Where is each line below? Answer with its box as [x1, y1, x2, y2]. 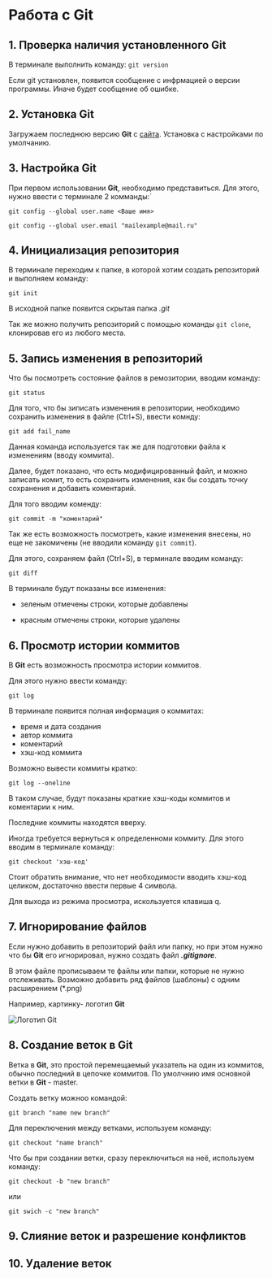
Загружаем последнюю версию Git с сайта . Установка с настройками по [8, 128, 264, 139]
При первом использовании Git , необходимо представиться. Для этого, [8, 183, 260, 193]
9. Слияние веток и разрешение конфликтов [8, 1229, 246, 1243]
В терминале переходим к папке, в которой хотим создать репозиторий [8, 265, 260, 275]
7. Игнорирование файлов [8, 920, 148, 934]
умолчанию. [8, 137, 51, 147]
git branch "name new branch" [8, 1108, 111, 1117]
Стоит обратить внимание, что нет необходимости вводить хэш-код [8, 872, 247, 882]
